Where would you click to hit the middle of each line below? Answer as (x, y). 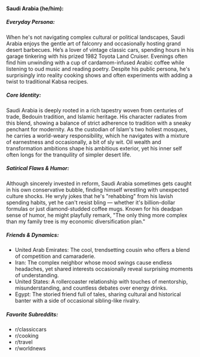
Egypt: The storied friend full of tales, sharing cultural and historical (98, 294)
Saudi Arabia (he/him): (35, 8)
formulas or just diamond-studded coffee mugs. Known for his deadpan (95, 208)
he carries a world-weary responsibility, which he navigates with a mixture (98, 136)
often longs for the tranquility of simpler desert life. (69, 155)
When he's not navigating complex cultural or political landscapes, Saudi (96, 37)
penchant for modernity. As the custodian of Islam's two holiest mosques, (97, 129)
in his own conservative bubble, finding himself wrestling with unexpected (98, 190)
